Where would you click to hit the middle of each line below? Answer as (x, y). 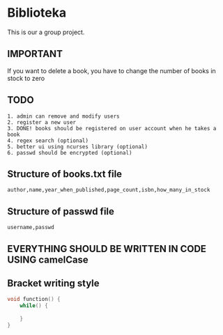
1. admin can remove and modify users (63, 116)
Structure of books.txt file (65, 174)
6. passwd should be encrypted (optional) (70, 153)
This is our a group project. (46, 32)
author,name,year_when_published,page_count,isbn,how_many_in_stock (109, 190)
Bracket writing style (53, 283)
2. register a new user (42, 122)
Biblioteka (37, 13)
